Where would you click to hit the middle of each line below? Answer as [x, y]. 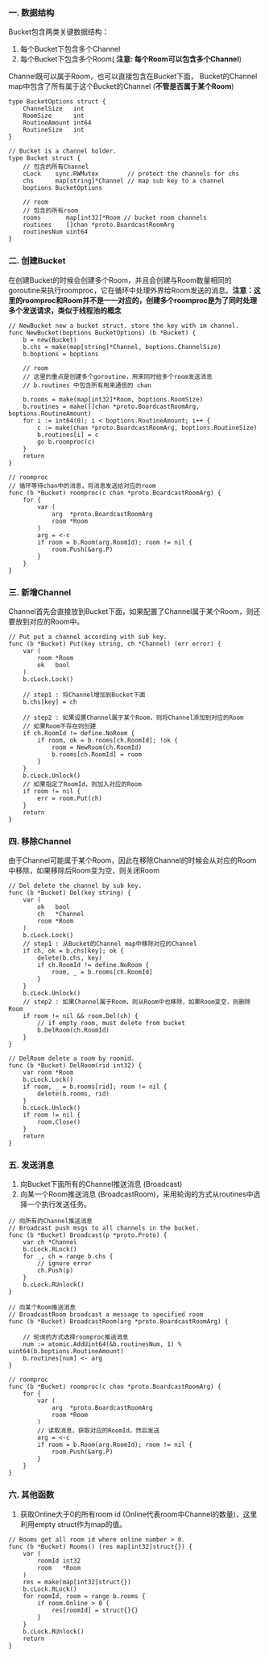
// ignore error [64, 1264]
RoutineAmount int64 [57, 123]
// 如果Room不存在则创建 [60, 726]
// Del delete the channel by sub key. [75, 886]
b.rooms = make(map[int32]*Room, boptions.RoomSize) [113, 399]
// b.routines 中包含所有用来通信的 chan [87, 385]
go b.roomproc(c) [66, 442]
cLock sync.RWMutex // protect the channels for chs [131, 174]
